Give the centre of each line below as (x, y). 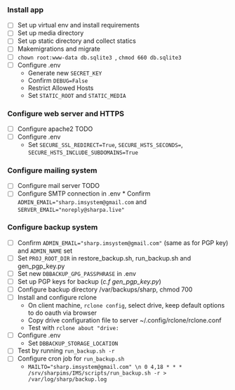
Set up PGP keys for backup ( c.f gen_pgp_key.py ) (89, 282)
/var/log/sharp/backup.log (67, 379)
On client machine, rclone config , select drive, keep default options (126, 306)
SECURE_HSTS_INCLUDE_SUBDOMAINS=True (83, 153)
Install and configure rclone (57, 298)
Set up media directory (51, 33)
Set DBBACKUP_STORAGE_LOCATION (73, 344)
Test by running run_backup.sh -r (66, 351)
